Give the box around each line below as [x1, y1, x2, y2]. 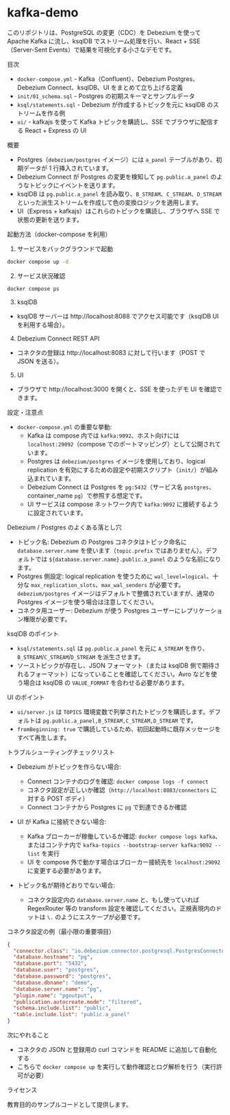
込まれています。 [27, 474, 75, 482]
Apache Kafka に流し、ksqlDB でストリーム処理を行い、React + [7, 36, 188, 45]
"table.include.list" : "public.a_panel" [13, 1011, 130, 1018]
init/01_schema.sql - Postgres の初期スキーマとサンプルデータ [16, 91, 195, 100]
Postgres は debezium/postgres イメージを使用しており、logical [27, 457, 205, 465]
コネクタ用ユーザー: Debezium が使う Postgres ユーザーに [16, 606, 181, 614]
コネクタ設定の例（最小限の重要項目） [7, 927, 115, 935]
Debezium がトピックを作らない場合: [16, 762, 122, 770]
